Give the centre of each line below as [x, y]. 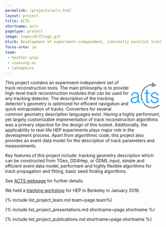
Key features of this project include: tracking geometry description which [80, 156]
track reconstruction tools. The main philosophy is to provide [67, 88]
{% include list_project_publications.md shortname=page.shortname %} [79, 219]
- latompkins [21, 68]
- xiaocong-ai [22, 63]
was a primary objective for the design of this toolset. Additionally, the [76, 125]
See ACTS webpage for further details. [44, 181]
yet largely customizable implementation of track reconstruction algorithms [82, 119]
